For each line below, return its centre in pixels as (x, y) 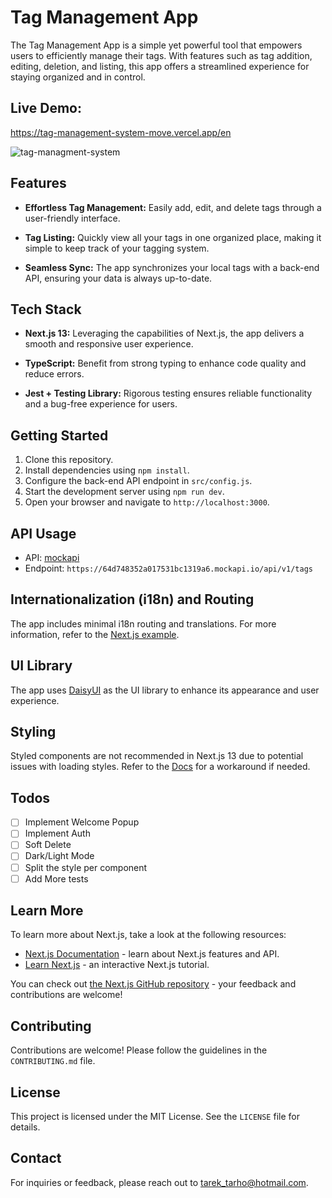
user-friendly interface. (72, 218)
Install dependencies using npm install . (107, 470)
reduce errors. (54, 374)
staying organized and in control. (78, 77)
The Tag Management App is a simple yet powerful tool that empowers (156, 45)
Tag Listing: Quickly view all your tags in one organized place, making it (173, 237)
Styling (33, 732)
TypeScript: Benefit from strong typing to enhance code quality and (165, 363)
